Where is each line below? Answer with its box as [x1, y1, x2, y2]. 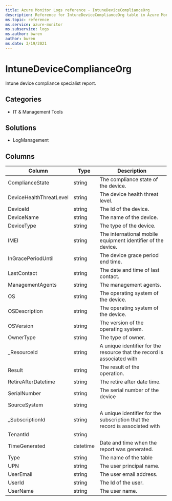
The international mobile [99, 231, 158, 238]
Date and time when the [99, 439, 157, 447]
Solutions [5, 123, 37, 132]
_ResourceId [8, 349, 38, 356]
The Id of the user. [99, 479, 144, 486]
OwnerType [8, 334, 36, 341]
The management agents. [99, 281, 161, 288]
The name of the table [99, 454, 153, 461]
